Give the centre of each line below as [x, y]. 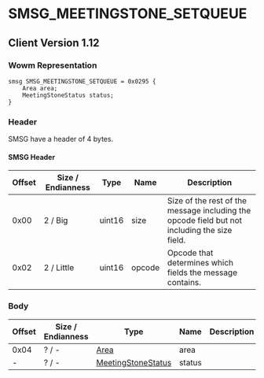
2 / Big [56, 220]
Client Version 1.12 [54, 43]
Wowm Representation [53, 65]
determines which [201, 263]
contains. [185, 283]
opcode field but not [205, 220]
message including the [209, 211]
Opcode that [191, 253]
